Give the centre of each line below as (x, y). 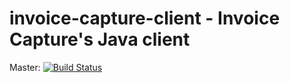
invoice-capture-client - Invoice (145, 18)
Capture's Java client (100, 39)
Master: (25, 67)
